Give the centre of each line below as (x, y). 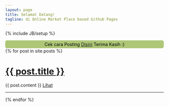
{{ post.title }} (35, 71)
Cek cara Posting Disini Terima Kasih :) (84, 44)
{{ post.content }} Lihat (29, 85)
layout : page (19, 10)
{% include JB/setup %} (30, 34)
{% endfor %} (20, 100)
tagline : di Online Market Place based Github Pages (62, 19)
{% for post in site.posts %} (34, 51)
